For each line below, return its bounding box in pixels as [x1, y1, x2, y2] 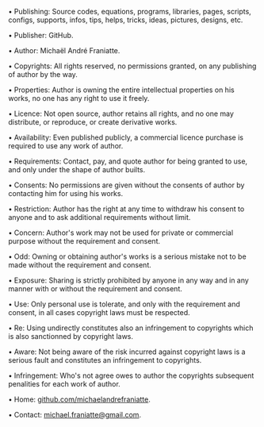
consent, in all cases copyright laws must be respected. [8, 308, 190, 317]
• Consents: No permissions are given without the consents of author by [8, 180, 245, 190]
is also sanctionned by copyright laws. [8, 332, 133, 340]
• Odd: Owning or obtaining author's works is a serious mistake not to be [8, 252, 247, 261]
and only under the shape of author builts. [8, 165, 146, 174]
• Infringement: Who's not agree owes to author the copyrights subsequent [8, 371, 254, 380]
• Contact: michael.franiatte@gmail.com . [8, 410, 141, 419]
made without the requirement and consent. [8, 260, 152, 269]
